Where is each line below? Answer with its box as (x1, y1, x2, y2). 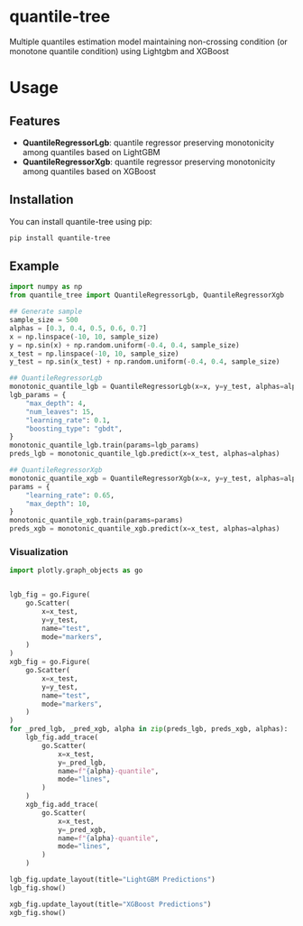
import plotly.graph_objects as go (9, 566, 143, 575)
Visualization (9, 545, 69, 558)
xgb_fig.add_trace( (25, 801, 99, 810)
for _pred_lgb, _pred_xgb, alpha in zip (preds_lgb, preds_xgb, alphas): (9, 725, 289, 734)
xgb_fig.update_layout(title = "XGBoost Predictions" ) (9, 900, 212, 909)
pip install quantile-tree (9, 233, 111, 243)
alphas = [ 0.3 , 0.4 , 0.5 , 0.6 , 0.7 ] (9, 323, 147, 333)
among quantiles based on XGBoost (22, 165, 156, 177)
